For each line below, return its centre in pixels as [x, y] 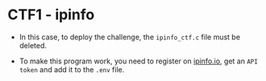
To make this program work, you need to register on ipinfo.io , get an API [139, 61]
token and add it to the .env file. [72, 69]
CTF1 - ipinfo [51, 15]
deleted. [33, 45]
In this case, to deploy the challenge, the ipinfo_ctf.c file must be [130, 37]
